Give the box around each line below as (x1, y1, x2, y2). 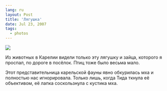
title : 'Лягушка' (5, 17, 42, 22)
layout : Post (5, 12, 33, 17)
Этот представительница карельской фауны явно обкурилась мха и (5, 69, 154, 75)
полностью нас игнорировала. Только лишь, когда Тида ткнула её (5, 75, 150, 81)
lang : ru (5, 7, 24, 13)
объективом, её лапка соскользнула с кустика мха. (5, 80, 118, 86)
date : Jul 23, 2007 (5, 21, 47, 27)
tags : (5, 26, 17, 31)
